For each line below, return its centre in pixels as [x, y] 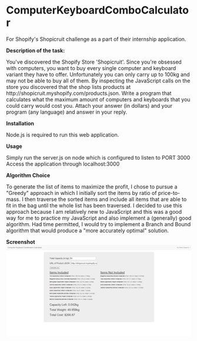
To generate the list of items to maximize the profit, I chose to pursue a [92, 187]
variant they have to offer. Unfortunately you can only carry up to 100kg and [98, 74]
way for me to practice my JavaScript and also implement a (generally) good [99, 218]
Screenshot [21, 241]
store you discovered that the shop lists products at [69, 87]
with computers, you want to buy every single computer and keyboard [91, 68]
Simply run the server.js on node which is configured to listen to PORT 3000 [98, 157]
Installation [20, 123]
